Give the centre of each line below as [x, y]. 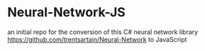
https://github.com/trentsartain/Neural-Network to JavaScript [97, 39]
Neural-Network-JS [66, 12]
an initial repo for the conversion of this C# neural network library [103, 32]
